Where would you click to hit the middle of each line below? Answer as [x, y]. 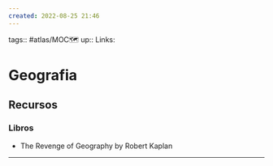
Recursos [33, 105]
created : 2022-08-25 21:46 [54, 16]
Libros [21, 128]
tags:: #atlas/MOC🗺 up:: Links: [62, 39]
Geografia [43, 75]
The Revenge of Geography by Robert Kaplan [96, 146]
